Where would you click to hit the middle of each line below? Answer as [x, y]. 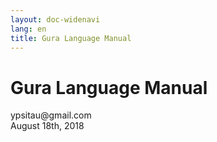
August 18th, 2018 [47, 126]
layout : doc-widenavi [55, 19]
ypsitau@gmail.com [51, 115]
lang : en [28, 29]
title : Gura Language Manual [71, 38]
